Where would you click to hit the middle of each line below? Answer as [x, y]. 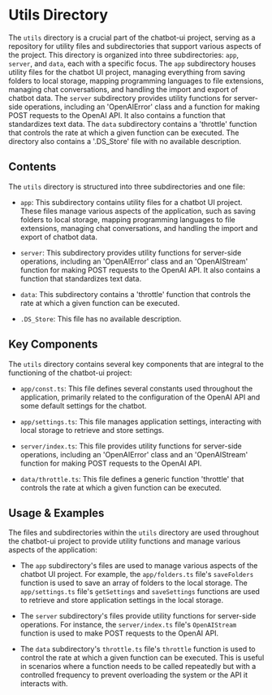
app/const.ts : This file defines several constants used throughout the [136, 388]
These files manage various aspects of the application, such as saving [138, 211]
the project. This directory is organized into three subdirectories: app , [124, 55]
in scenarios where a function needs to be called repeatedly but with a [138, 667]
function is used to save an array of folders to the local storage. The [134, 583]
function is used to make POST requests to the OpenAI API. [119, 633]
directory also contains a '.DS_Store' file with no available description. [125, 141]
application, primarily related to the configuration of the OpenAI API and [140, 397]
